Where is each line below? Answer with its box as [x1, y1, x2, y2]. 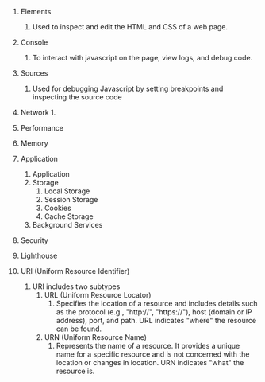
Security [20, 236, 48, 245]
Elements [20, 7, 52, 16]
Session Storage [44, 195, 98, 204]
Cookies [44, 203, 72, 212]
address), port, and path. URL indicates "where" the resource [56, 316, 257, 325]
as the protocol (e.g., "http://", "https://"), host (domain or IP [56, 307, 252, 317]
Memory [20, 138, 48, 148]
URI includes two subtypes [32, 282, 121, 291]
